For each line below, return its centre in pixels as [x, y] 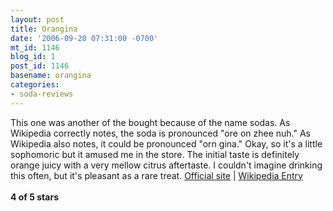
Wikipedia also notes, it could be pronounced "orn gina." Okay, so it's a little [166, 143]
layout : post [37, 19]
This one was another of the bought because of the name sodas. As [150, 122]
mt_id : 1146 [35, 47]
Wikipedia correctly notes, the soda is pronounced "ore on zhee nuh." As [160, 133]
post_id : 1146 [40, 66]
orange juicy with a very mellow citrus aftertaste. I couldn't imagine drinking [166, 165]
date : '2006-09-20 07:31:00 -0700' [84, 38]
